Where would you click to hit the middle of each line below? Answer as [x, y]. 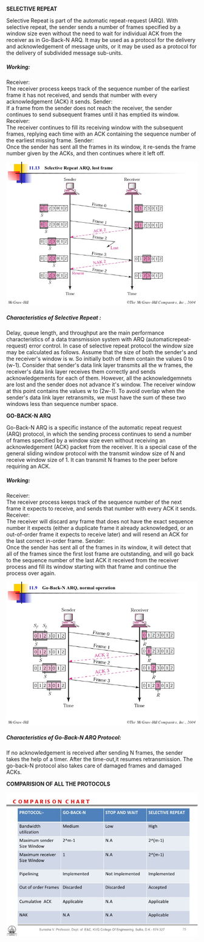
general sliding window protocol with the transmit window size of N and [96, 453]
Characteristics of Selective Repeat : [54, 317]
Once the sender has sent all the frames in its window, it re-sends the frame [101, 147]
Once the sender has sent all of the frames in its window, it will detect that [99, 547]
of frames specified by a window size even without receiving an [86, 440]
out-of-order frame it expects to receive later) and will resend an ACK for [97, 534]
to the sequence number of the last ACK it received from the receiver [93, 560]
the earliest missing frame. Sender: [50, 140]
